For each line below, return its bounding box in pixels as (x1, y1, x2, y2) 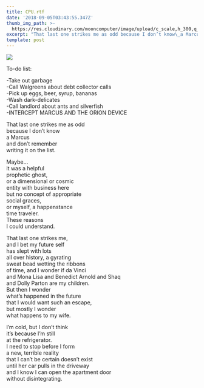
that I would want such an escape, (6, 299, 92, 306)
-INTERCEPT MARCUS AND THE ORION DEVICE (6, 109, 127, 116)
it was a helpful (6, 165, 44, 172)
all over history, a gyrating (6, 254, 72, 261)
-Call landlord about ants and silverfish (6, 102, 103, 110)
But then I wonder (6, 286, 51, 293)
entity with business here (6, 184, 70, 191)
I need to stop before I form (6, 343, 75, 350)
